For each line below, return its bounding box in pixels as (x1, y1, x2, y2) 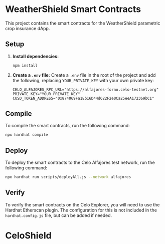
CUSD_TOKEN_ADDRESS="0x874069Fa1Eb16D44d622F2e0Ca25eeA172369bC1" (12, 96, 154, 101)
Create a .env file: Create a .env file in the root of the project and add (12, 72, 156, 78)
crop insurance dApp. (5, 25, 50, 31)
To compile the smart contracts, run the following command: (5, 123, 130, 129)
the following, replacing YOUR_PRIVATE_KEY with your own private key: (12, 77, 154, 83)
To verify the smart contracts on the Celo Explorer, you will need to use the (5, 201, 160, 207)
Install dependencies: (12, 53, 59, 59)
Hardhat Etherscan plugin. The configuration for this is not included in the (5, 207, 157, 213)
